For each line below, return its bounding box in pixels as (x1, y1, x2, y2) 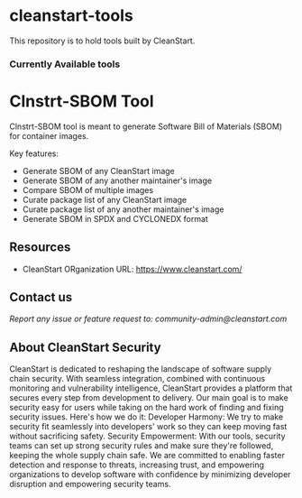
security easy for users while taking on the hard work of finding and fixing (9, 402, 284, 413)
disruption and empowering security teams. (9, 479, 171, 490)
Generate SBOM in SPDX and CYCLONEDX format (22, 213, 209, 224)
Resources (9, 240, 71, 255)
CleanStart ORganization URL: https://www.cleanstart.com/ (22, 263, 243, 274)
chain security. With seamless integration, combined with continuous (9, 373, 266, 384)
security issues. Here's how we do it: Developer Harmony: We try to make (9, 411, 284, 422)
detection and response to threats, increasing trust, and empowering (9, 459, 264, 470)
